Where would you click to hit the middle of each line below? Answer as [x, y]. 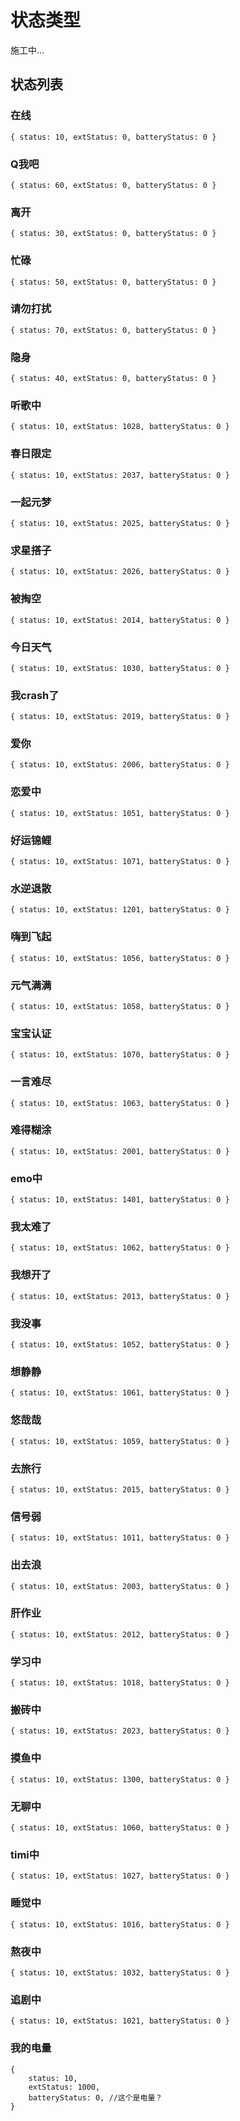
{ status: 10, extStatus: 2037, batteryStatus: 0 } [120, 475]
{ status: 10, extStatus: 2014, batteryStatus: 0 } [120, 620]
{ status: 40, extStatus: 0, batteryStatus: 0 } [113, 379]
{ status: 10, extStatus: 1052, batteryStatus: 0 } [120, 1345]
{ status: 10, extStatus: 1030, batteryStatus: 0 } [120, 668]
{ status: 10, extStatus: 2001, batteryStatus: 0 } [120, 1151]
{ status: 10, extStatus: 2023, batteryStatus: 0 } [120, 1731]
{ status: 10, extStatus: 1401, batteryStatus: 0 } [120, 1200]
